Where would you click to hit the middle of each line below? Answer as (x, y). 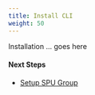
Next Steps (27, 64)
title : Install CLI (41, 16)
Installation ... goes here (48, 46)
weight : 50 (26, 23)
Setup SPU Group (49, 82)
